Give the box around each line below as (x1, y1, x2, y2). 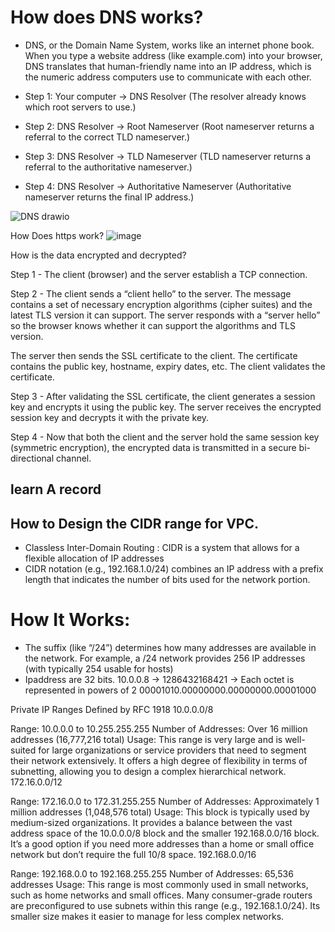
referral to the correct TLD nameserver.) (24, 131, 191, 143)
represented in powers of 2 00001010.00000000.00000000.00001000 (24, 684, 317, 696)
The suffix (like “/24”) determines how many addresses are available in (24, 642, 317, 654)
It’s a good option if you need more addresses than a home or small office (10, 838, 315, 850)
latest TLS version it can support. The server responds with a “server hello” (10, 309, 321, 321)
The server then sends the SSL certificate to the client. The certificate (10, 349, 298, 361)
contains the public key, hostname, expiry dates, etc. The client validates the (10, 360, 326, 372)
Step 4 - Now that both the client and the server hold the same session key (10, 431, 320, 443)
